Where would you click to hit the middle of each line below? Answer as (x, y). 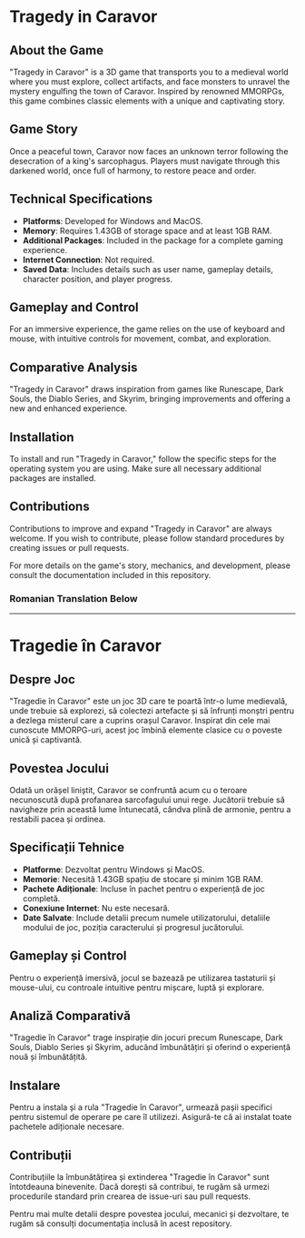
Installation (42, 437)
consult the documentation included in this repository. (110, 575)
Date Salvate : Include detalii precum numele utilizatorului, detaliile (146, 918)
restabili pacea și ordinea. (58, 819)
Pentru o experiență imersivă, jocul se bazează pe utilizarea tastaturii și (143, 978)
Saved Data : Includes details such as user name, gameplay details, (148, 269)
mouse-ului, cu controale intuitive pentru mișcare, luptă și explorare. (137, 987)
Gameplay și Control (68, 956)
